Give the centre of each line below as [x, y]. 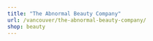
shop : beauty [26, 26]
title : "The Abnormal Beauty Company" [64, 14]
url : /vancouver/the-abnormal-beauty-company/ [77, 20]
